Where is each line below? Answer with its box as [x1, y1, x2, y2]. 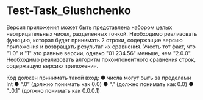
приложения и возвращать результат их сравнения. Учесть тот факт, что [6, 43, 196, 50]
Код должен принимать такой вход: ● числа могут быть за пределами [6, 74, 191, 81]
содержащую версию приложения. [6, 62, 99, 70]
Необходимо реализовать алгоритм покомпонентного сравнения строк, [6, 56, 196, 63]
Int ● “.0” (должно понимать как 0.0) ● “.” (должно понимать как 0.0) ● [6, 80, 194, 88]
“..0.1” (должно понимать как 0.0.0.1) [6, 87, 101, 94]
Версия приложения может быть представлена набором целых [6, 24, 173, 31]
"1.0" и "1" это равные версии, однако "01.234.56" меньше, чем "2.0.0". [6, 49, 192, 56]
